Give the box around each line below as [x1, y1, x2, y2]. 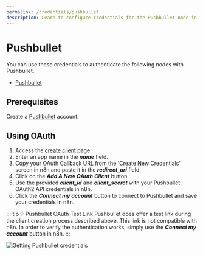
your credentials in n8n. [15, 198, 75, 206]
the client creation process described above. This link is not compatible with [6, 217, 198, 225]
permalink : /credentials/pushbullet [6, 9, 99, 15]
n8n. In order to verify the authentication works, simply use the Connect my [6, 223, 196, 231]
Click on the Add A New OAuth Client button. [15, 173, 129, 180]
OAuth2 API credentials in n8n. [15, 186, 92, 193]
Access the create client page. [15, 147, 92, 154]
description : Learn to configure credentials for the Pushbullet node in [6, 15, 198, 21]
